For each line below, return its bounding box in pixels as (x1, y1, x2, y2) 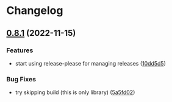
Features (6, 46, 34, 55)
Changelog (6, 4, 63, 18)
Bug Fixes (6, 75, 37, 83)
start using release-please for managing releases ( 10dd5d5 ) (15, 59, 167, 67)
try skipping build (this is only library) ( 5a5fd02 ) (15, 89, 135, 96)
